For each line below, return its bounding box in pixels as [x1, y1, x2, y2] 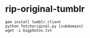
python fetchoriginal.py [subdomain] [5, 23, 84, 29]
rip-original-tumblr [5, 3, 85, 15]
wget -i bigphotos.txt [5, 28, 52, 33]
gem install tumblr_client [5, 19, 61, 24]
